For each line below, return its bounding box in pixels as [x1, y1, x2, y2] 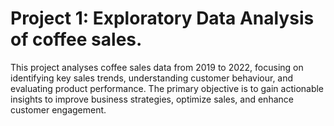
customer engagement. [10, 103, 107, 116]
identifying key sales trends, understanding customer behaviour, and [10, 72, 294, 84]
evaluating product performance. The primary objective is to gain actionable [10, 82, 325, 94]
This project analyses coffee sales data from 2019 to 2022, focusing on [10, 61, 304, 73]
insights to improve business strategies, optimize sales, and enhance [10, 93, 294, 105]
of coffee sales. [10, 28, 143, 51]
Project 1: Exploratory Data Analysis [10, 7, 315, 30]
